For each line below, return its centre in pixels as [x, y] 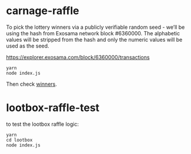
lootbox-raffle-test [53, 108]
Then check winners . [32, 84]
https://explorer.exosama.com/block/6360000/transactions [78, 57]
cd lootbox [19, 140]
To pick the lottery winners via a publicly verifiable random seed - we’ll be [95, 27]
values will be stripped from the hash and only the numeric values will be [94, 39]
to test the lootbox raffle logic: [43, 124]
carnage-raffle [43, 11]
